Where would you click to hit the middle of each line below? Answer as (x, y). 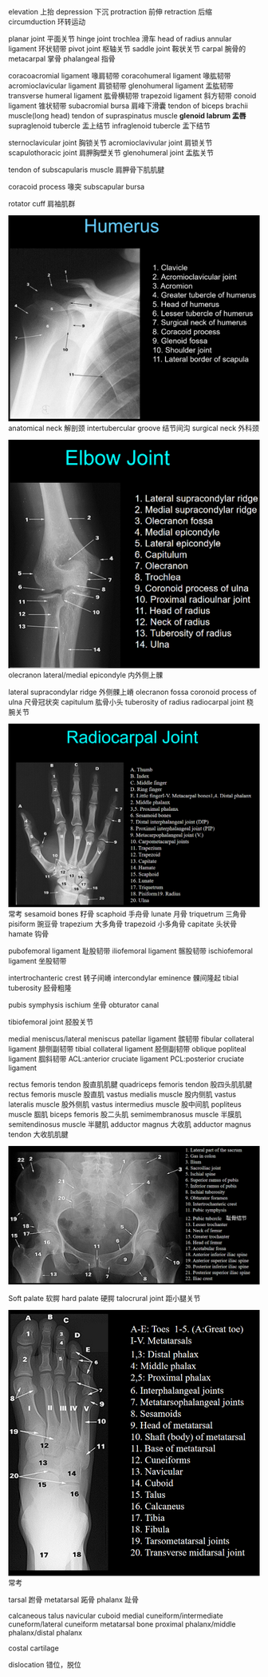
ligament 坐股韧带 (37, 961)
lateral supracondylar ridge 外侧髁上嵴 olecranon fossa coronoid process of (132, 692)
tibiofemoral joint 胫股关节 (51, 1022)
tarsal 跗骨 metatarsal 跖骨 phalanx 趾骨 (74, 1599)
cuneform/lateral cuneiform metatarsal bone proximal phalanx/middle (122, 1624)
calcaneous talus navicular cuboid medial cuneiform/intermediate (116, 1615)
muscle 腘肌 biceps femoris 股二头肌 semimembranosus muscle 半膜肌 (125, 1115)
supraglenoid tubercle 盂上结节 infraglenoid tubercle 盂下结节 (109, 126)
